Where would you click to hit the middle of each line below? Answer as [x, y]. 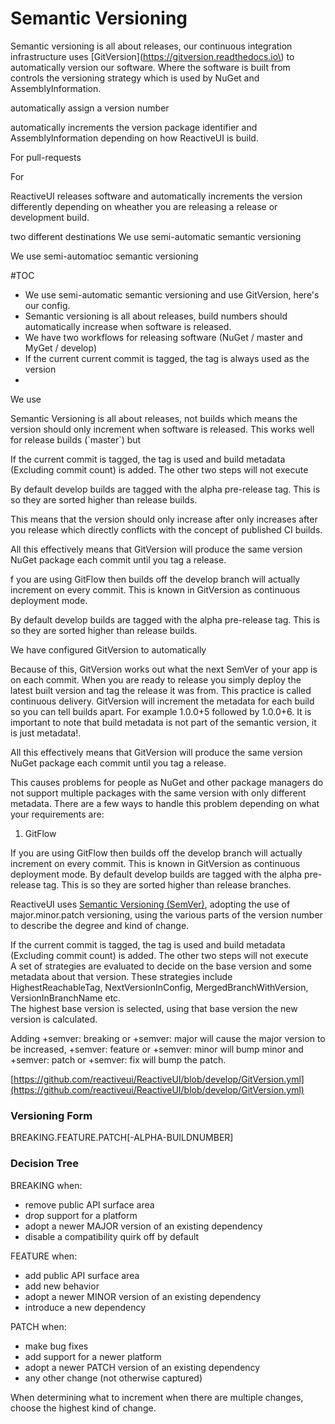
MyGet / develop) [61, 348]
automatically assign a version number [90, 108]
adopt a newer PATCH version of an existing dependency [142, 1367]
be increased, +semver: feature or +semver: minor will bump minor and [157, 1049]
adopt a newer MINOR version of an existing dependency [143, 1296]
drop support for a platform [81, 1215]
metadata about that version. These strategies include [121, 976]
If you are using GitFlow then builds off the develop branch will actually [156, 853]
